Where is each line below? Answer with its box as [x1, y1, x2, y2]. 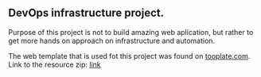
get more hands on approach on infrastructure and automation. [8, 36, 216, 45]
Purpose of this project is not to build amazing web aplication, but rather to [8, 27, 254, 37]
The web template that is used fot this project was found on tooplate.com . [8, 51, 251, 60]
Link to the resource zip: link [8, 60, 101, 69]
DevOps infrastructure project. [8, 6, 165, 20]
